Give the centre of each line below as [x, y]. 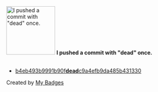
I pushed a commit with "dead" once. [104, 53]
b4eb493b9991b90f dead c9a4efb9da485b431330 [78, 71]
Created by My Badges [35, 82]
